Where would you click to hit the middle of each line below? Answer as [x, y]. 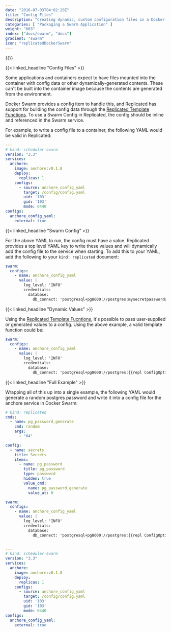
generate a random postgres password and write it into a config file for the [83, 397]
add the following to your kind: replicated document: [62, 256]
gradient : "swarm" [25, 39]
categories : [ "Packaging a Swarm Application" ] [59, 24]
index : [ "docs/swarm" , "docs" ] [38, 34]
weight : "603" [20, 29]
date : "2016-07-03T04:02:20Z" [37, 10]
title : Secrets [31, 455]
